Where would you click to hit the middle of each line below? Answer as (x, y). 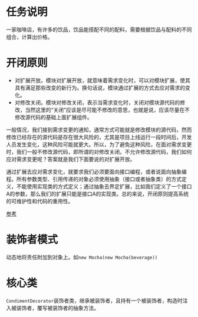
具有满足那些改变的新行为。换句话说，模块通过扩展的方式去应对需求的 (100, 87)
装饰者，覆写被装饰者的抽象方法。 (57, 308)
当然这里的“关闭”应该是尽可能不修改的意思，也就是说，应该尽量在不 (108, 110)
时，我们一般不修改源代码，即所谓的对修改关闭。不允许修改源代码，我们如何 (99, 151)
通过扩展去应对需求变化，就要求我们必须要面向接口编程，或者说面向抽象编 (96, 171)
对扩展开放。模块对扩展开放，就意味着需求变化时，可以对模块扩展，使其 (102, 80)
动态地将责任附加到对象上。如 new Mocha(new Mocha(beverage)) (82, 257)
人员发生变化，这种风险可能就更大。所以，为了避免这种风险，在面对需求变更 (99, 144)
